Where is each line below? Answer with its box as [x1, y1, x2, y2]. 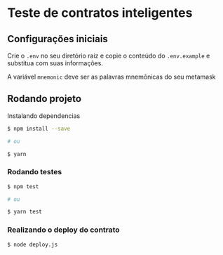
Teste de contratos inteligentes [7, 5, 193, 21]
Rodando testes [7, 167, 62, 177]
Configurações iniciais [7, 33, 109, 45]
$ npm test [7, 183, 39, 190]
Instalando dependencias [7, 111, 81, 120]
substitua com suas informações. [7, 59, 104, 67]
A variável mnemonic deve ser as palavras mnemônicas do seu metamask [7, 72, 216, 81]
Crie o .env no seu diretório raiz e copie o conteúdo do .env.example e [7, 51, 210, 60]
